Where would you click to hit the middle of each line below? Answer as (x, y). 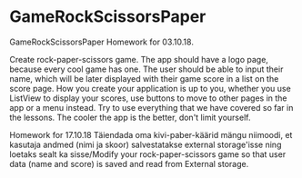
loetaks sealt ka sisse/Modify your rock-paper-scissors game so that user (148, 154)
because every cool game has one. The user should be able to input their (146, 69)
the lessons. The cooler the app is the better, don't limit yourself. (130, 117)
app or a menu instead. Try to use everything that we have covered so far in (151, 107)
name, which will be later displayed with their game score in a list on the (144, 78)
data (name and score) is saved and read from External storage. (129, 163)
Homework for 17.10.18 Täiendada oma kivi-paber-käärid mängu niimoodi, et (151, 134)
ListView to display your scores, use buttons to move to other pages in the (149, 98)
